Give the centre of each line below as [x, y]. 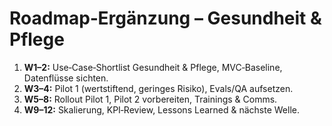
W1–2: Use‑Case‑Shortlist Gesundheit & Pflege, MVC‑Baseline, [153, 67]
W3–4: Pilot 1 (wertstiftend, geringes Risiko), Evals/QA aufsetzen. [158, 88]
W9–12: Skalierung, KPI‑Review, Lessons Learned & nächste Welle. [161, 109]
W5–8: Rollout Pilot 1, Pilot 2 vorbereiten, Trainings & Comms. [150, 99]
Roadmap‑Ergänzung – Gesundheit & [165, 18]
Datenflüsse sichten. [66, 78]
